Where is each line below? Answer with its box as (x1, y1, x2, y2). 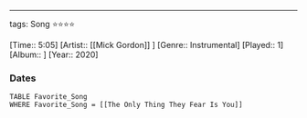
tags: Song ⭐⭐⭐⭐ (9, 19, 76, 29)
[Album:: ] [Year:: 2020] (9, 49, 99, 60)
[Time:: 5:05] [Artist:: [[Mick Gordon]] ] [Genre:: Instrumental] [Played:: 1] (9, 40, 284, 50)
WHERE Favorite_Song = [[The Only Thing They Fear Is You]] (9, 101, 244, 110)
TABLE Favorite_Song (9, 93, 89, 102)
